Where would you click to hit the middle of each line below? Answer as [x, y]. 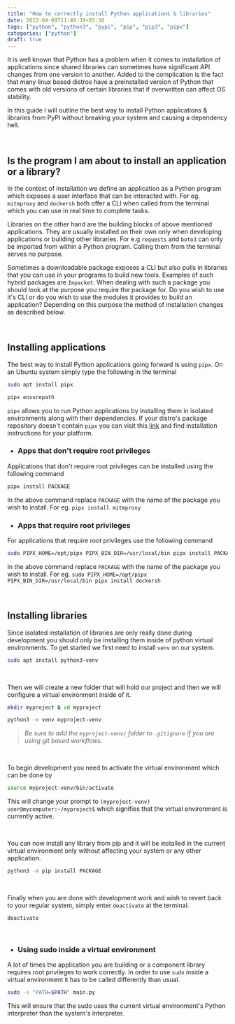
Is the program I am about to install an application [117, 160]
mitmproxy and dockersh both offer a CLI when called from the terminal [108, 203]
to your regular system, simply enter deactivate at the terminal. [98, 905]
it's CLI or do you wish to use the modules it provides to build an [100, 297]
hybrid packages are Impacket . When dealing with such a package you [109, 282]
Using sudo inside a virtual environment [86, 949]
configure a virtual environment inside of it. [69, 694]
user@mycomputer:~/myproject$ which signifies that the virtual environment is [117, 809]
